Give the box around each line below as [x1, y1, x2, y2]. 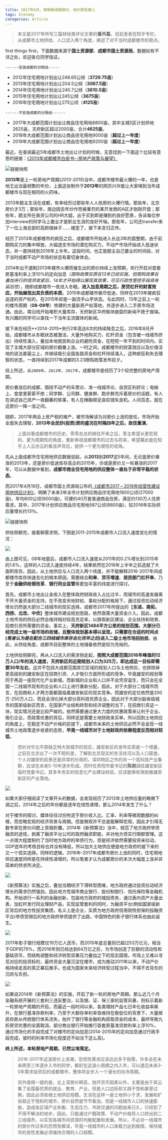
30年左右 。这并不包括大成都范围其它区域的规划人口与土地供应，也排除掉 [9, 665, 160, 671]
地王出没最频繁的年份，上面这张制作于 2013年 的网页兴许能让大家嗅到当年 [5, 183, 156, 189]
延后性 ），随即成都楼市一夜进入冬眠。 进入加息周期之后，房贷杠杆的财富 [5, 284, 152, 290]
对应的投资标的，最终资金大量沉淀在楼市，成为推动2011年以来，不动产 [9, 959, 154, 965]
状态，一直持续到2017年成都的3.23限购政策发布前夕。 [13, 357, 125, 363]
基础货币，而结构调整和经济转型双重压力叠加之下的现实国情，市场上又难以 [5, 952, 158, 958]
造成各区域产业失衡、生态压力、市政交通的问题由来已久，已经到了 [26, 1104, 162, 1110]
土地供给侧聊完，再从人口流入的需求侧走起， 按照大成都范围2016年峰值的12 [5, 652, 161, 658]
